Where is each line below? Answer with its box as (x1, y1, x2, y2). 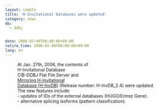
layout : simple (5, 7, 36, 12)
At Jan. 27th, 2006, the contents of (17, 61, 89, 67)
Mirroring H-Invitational (17, 77, 65, 83)
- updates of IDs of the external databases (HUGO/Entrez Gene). (17, 93, 149, 99)
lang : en (5, 48, 23, 53)
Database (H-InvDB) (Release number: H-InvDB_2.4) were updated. (17, 82, 155, 88)
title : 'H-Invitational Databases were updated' (5, 12, 107, 17)
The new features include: (17, 87, 70, 94)
